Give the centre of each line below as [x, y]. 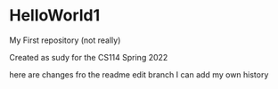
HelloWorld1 [55, 16]
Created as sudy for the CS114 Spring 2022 [89, 57]
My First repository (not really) [65, 40]
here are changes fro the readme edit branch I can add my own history [139, 74]
